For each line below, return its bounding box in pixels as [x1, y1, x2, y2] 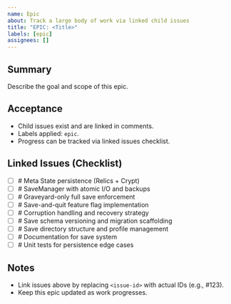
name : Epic [7, 10, 40, 18]
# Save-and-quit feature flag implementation [17, 200, 149, 209]
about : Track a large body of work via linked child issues [7, 17, 190, 24]
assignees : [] [7, 37, 50, 44]
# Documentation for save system [17, 233, 118, 241]
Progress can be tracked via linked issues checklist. [17, 137, 170, 145]
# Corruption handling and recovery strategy [17, 208, 150, 217]
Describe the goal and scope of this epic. [7, 82, 128, 90]
